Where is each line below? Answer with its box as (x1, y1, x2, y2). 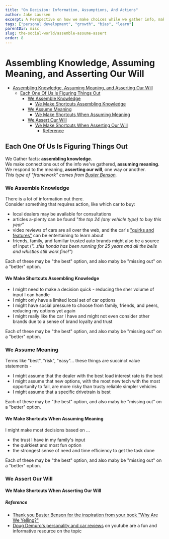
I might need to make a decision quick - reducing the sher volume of (12, 286, 154, 293)
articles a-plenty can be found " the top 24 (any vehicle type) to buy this (12, 216, 162, 222)
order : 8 (5, 36, 24, 41)
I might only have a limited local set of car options (12, 297, 116, 303)
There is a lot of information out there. (5, 195, 84, 202)
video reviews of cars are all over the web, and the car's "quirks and (12, 227, 154, 233)
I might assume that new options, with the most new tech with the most (12, 378, 160, 384)
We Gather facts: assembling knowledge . (5, 155, 92, 161)
